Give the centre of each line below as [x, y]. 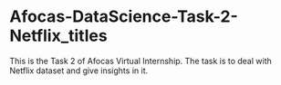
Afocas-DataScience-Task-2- [124, 17]
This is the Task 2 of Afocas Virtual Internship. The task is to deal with [140, 61]
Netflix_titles [58, 36]
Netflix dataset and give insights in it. [79, 71]
